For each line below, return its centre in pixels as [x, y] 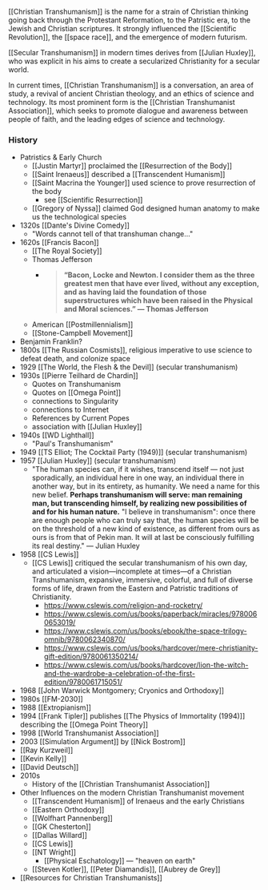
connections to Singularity [75, 401]
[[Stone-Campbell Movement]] [82, 333]
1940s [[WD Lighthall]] [57, 435]
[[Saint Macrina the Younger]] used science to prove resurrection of [144, 183]
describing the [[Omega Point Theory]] [84, 725]
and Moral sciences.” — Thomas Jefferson [136, 309]
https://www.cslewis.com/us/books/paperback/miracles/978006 [150, 614]
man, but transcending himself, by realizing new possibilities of [139, 503]
